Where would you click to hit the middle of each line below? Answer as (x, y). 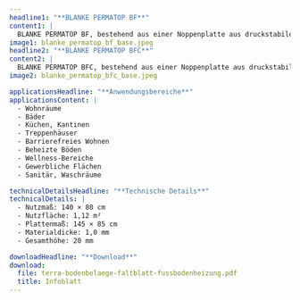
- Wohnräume (40, 108)
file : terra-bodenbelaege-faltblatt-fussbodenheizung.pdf (128, 273)
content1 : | (31, 26)
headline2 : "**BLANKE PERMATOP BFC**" (81, 51)
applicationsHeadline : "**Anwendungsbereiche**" (101, 92)
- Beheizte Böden (50, 150)
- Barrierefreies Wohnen (63, 142)
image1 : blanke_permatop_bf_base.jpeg (81, 42)
